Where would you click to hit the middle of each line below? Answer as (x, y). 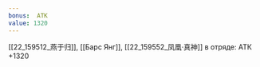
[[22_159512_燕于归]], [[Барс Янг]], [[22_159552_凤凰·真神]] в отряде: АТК (130, 47)
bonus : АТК (28, 16)
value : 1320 (28, 23)
